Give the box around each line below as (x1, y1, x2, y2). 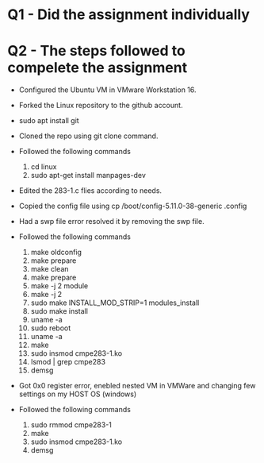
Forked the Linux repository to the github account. (18, 101, 183, 110)
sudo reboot (30, 323, 71, 333)
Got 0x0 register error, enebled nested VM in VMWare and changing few (18, 381, 256, 391)
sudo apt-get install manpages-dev (30, 171, 146, 180)
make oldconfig (30, 248, 82, 257)
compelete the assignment (7, 59, 188, 77)
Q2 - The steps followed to (7, 42, 186, 60)
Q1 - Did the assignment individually (7, 6, 251, 24)
